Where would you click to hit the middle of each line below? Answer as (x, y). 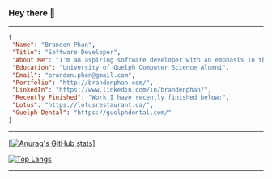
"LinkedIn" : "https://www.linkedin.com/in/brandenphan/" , (112, 90)
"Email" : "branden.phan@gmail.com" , (74, 75)
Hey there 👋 (32, 13)
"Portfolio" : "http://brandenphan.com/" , (83, 83)
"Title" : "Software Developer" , (66, 53)
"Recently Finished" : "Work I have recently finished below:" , (121, 98)
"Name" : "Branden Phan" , (53, 45)
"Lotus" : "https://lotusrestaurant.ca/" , (83, 105)
